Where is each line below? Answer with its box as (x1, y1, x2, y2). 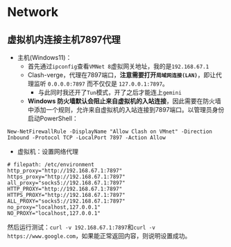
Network (7, 4, 59, 20)
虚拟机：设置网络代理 (17, 148, 78, 155)
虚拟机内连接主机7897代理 (7, 33, 121, 45)
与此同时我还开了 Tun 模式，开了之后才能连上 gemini (37, 88, 182, 96)
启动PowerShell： (27, 114, 78, 122)
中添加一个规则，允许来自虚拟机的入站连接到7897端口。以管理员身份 (27, 106, 225, 113)
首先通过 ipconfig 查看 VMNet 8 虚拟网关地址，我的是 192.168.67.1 (27, 62, 209, 70)
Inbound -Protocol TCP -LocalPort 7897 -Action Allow (7, 134, 166, 141)
